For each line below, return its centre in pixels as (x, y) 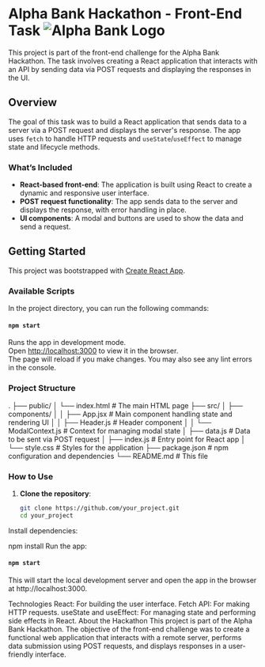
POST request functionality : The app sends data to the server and (129, 202)
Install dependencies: (43, 530)
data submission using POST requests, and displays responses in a (117, 646)
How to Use (31, 476)
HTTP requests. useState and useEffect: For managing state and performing (132, 612)
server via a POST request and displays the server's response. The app (125, 130)
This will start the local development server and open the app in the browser (132, 580)
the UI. (19, 78)
